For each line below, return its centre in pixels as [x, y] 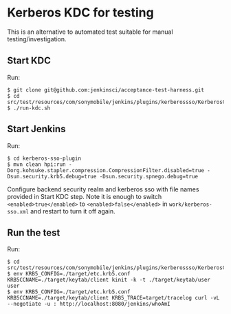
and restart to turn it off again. [73, 211]
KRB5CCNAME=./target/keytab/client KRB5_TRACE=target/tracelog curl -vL [113, 298]
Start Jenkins [36, 129]
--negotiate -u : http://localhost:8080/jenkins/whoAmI [89, 304]
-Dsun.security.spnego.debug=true [148, 176]
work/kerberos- [190, 205]
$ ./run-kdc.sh [29, 108]
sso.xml [18, 211]
